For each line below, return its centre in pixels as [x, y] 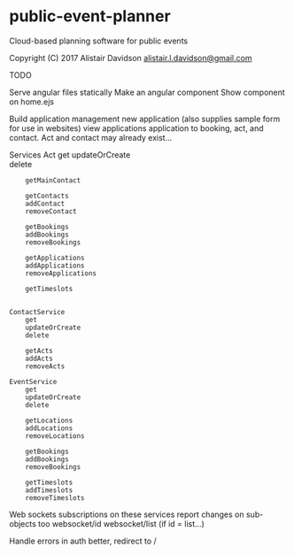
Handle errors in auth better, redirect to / [83, 541]
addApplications [55, 266]
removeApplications [61, 273]
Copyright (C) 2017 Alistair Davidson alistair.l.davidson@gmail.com [131, 58]
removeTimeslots [55, 497]
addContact [45, 204]
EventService [33, 382]
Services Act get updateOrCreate [70, 154]
